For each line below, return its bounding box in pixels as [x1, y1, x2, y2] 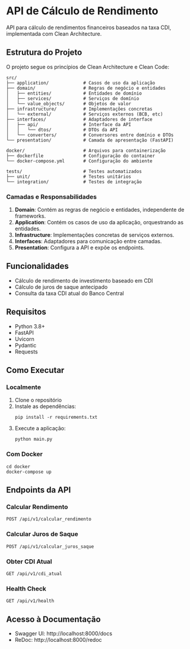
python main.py [14, 436, 53, 443]
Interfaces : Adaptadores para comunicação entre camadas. [14, 238, 162, 245]
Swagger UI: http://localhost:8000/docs [14, 630, 113, 637]
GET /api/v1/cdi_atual [6, 570, 62, 576]
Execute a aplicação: [14, 425, 66, 432]
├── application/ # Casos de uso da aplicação [6, 80, 156, 86]
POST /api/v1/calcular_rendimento [6, 516, 92, 522]
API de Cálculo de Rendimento [6, 4, 159, 18]
